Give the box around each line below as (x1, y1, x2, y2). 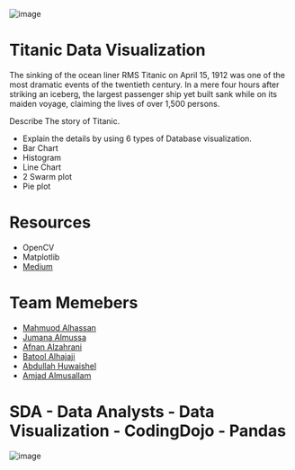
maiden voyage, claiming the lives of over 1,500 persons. (9, 98, 220, 109)
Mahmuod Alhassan (22, 322, 97, 333)
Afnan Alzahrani (22, 341, 83, 352)
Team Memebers (9, 293, 139, 314)
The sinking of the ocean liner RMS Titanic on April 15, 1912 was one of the (9, 69, 286, 80)
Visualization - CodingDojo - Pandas (9, 421, 286, 440)
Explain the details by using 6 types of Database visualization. (22, 133, 252, 144)
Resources (9, 212, 92, 233)
